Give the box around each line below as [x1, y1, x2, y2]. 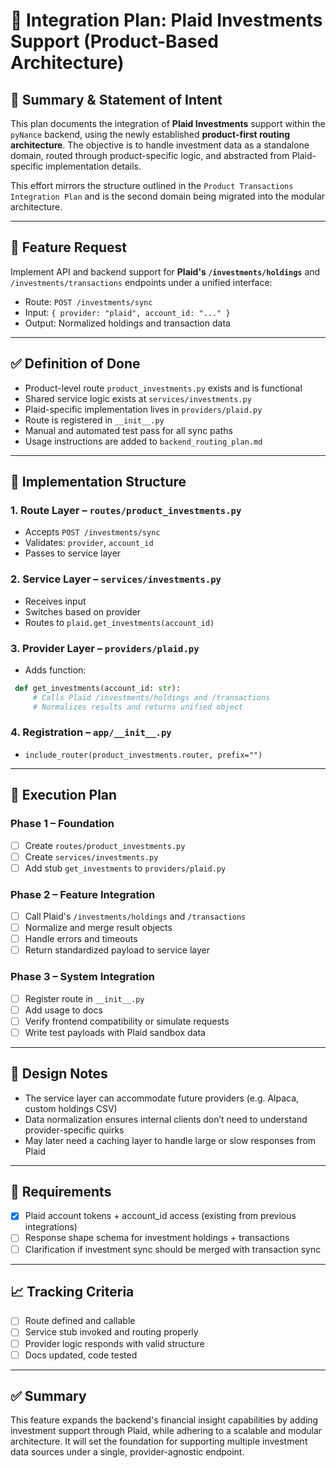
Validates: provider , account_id [24, 537, 154, 549]
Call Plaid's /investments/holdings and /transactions [24, 910, 247, 922]
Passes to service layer [24, 547, 122, 559]
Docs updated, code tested [24, 1349, 138, 1361]
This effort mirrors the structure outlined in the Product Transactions [10, 180, 294, 191]
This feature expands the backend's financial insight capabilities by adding [10, 1414, 319, 1426]
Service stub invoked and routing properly [24, 1326, 199, 1338]
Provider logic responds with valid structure [24, 1337, 205, 1349]
